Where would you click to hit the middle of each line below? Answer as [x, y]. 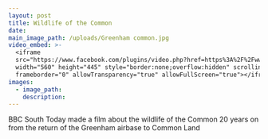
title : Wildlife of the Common [60, 23]
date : [17, 30]
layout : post [30, 15]
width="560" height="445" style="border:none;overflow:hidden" [122, 68]
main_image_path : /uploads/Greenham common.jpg [89, 38]
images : [21, 82]
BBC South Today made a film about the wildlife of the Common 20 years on [134, 119]
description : [44, 97]
